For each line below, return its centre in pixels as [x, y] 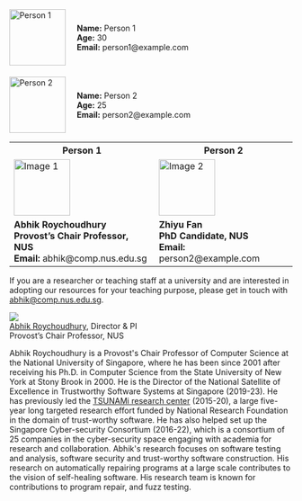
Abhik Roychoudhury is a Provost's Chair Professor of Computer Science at [149, 353]
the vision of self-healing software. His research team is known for [133, 477]
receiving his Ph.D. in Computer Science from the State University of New [146, 372]
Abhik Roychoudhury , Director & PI [73, 326]
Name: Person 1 [107, 28]
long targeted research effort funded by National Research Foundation [158, 410]
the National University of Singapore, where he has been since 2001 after [145, 362]
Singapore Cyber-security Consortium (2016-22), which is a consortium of [147, 429]
